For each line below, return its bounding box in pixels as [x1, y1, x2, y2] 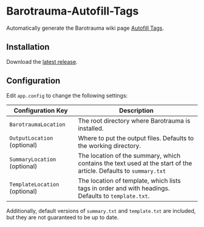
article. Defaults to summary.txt [78, 166, 166, 175]
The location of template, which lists [78, 176, 181, 185]
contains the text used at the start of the [78, 159, 192, 168]
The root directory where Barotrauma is [78, 117, 191, 125]
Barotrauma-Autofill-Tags [6, 4, 139, 18]
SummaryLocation [9, 156, 56, 163]
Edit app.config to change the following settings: [6, 92, 128, 99]
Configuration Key [13, 106, 68, 115]
